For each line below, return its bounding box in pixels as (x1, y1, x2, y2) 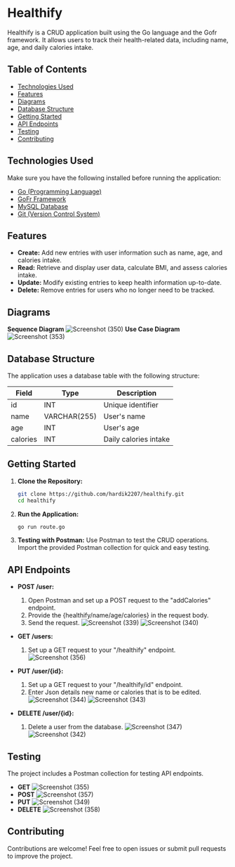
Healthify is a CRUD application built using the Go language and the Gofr (7, 28, 217, 37)
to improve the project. (7, 852, 73, 860)
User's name (103, 411, 146, 421)
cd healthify (17, 497, 56, 504)
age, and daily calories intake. (7, 43, 94, 51)
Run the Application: (17, 510, 79, 518)
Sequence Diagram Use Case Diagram (7, 325, 180, 333)
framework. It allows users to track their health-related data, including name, (7, 35, 229, 44)
